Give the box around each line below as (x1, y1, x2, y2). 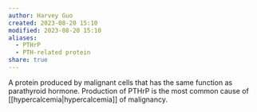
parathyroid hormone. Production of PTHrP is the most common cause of (8, 86, 249, 95)
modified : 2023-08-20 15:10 (8, 26, 102, 34)
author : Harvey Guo (8, 11, 73, 20)
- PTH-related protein (15, 48, 91, 56)
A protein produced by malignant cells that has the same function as (8, 77, 233, 87)
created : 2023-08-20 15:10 (8, 19, 98, 27)
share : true (8, 56, 48, 64)
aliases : (8, 33, 38, 42)
